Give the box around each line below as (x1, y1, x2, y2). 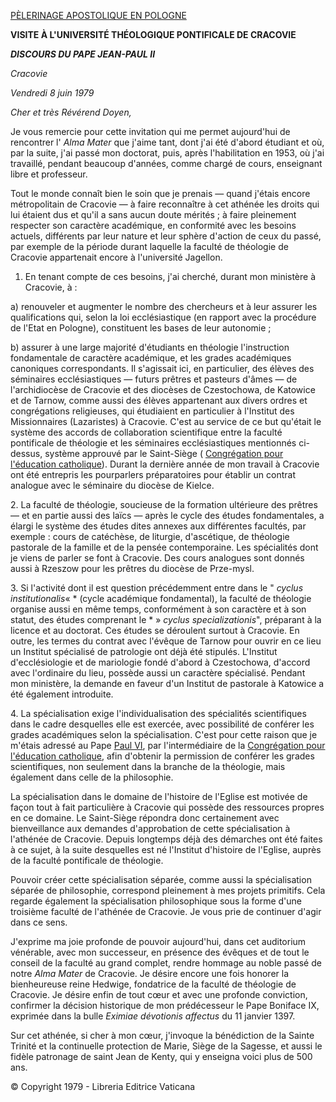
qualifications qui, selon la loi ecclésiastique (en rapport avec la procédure (10, 311, 317, 323)
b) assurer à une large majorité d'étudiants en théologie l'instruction (10, 341, 290, 353)
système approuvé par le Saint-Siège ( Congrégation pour (44, 448, 284, 459)
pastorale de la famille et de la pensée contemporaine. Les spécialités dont (10, 541, 319, 553)
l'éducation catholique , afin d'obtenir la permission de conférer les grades (10, 750, 315, 762)
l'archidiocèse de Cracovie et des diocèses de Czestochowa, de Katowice (10, 384, 316, 395)
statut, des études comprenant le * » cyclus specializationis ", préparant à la (10, 614, 322, 625)
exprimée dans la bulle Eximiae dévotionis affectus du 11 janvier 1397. (10, 1010, 296, 1022)
